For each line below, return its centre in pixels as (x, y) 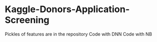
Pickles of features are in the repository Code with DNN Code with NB (78, 34)
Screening (27, 20)
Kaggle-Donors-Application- (67, 9)
